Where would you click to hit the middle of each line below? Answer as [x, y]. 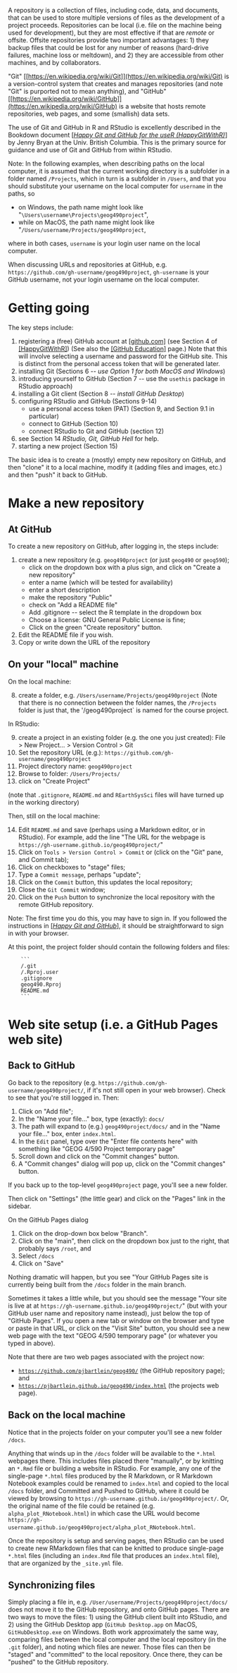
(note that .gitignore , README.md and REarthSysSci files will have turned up [116, 795]
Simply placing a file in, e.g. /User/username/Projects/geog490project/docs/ [118, 1602]
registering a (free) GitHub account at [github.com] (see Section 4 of [117, 341]
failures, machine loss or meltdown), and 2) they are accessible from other [116, 55]
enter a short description [64, 590]
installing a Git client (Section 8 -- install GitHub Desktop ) [101, 394]
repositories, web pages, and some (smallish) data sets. [89, 114]
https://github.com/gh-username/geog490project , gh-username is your [109, 272]
